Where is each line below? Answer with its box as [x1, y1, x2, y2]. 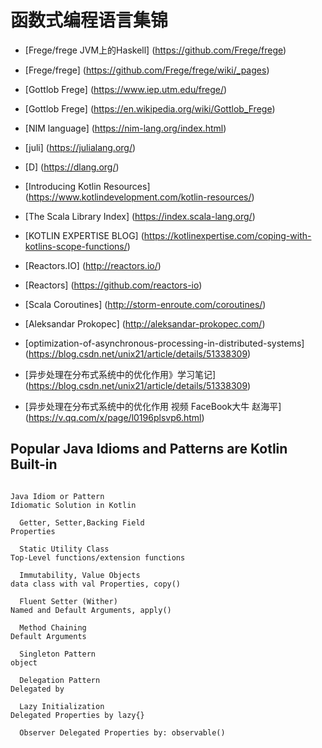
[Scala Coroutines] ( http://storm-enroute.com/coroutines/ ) [24, 298, 267, 310]
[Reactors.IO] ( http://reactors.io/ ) [24, 259, 162, 271]
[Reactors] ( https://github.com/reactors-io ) [24, 279, 203, 291]
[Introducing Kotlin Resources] [24, 180, 151, 192]
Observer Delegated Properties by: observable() [19, 727, 226, 738]
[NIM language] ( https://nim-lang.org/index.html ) [24, 122, 227, 134]
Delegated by [10, 684, 65, 694]
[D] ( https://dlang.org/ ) [24, 161, 120, 173]
